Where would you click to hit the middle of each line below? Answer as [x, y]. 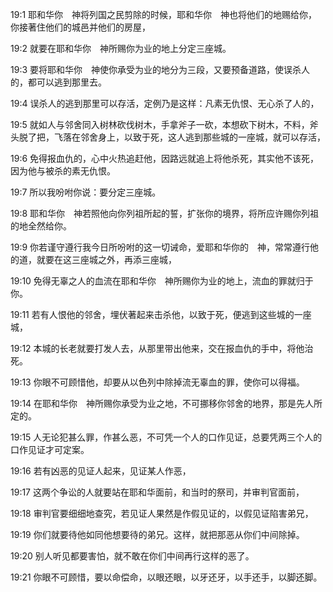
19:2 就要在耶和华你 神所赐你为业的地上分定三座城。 [121, 48]
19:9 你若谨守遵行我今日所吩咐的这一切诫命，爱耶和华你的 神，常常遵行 [160, 247]
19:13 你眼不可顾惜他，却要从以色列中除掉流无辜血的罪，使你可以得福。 [157, 382]
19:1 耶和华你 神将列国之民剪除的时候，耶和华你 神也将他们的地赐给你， [164, 14]
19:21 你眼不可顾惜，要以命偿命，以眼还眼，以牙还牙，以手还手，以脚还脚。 [166, 577]
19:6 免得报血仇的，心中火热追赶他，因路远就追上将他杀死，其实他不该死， [165, 158]
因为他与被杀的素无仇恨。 [63, 171]
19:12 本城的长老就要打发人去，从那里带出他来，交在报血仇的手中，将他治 [162, 348]
